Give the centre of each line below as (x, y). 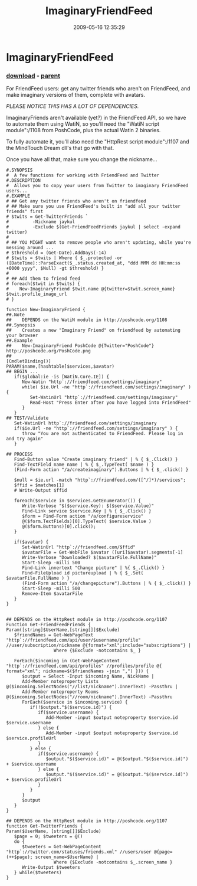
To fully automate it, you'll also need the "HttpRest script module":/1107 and (98, 142)
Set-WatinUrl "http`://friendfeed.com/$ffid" (78, 547)
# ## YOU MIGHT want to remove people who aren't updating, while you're (99, 243)
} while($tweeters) (38, 873)
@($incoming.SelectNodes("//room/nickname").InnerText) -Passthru (89, 697)
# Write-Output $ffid (40, 491)
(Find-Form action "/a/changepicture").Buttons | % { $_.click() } (106, 583)
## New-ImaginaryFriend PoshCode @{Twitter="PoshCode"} (80, 346)
